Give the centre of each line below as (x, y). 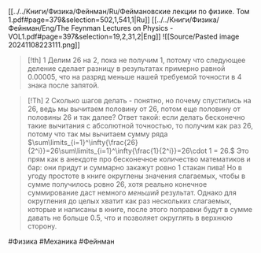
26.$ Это (234, 151)
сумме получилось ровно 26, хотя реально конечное (117, 184)
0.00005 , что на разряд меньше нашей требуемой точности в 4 (134, 77)
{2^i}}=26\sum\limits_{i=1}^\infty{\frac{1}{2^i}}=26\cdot (117, 151)
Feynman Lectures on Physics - (122, 28)
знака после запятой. (63, 85)
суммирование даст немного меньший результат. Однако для (132, 193)
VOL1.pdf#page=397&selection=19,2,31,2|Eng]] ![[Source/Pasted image (124, 36)
